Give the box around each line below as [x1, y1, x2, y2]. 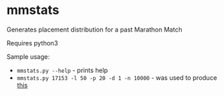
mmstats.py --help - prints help [16, 66, 108, 74]
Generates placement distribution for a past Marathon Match [6, 25, 182, 34]
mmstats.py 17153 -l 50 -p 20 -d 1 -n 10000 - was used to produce [16, 73, 218, 82]
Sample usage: [6, 52, 50, 61]
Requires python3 [6, 39, 58, 47]
